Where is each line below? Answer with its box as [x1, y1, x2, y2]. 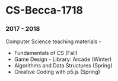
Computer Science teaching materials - [5, 38, 102, 45]
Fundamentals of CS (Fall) [14, 50, 78, 57]
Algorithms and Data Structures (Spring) [14, 62, 113, 69]
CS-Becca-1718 [5, 4, 84, 17]
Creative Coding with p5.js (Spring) [14, 69, 100, 76]
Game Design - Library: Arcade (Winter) [14, 56, 112, 63]
